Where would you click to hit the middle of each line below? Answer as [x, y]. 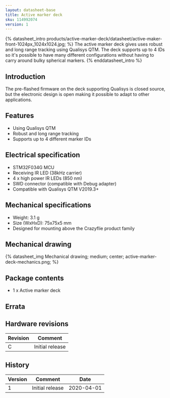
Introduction [25, 76]
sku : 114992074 [21, 19]
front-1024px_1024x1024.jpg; [36, 44]
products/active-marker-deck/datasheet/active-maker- [104, 39]
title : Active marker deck [34, 15]
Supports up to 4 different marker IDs [52, 139]
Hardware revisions [37, 324]
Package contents [35, 278]
